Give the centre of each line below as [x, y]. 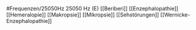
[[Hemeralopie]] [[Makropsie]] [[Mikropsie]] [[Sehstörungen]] [83, 15]
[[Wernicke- [175, 15]
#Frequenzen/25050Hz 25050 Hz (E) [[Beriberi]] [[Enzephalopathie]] [92, 9]
